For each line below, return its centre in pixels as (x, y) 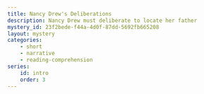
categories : (25, 40)
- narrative (37, 54)
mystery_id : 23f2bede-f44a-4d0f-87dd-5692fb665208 (83, 27)
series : (19, 66)
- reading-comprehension (56, 60)
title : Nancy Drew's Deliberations (60, 14)
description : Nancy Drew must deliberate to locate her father (102, 20)
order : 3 (33, 80)
